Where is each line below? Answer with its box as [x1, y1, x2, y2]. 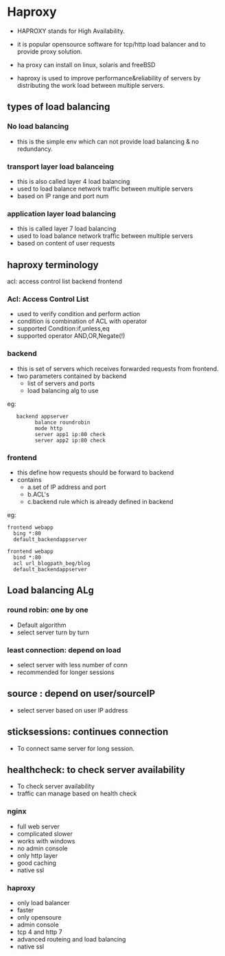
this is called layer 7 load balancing [16, 224, 117, 233]
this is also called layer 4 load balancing [16, 177, 130, 185]
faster [16, 906, 34, 914]
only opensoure [16, 913, 62, 921]
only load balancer [16, 898, 70, 907]
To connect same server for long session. [16, 744, 135, 752]
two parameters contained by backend [16, 372, 127, 380]
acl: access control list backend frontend [7, 277, 122, 285]
